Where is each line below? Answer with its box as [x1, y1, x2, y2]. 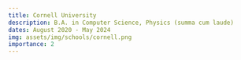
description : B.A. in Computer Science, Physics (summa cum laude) [8, 19, 235, 26]
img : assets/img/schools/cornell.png [8, 33, 132, 41]
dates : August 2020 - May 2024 [8, 26, 111, 34]
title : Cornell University [8, 11, 97, 19]
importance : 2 [8, 41, 55, 48]
